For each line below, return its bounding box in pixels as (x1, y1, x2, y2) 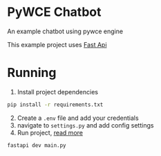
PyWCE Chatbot (7, 4, 102, 20)
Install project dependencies (17, 87, 99, 96)
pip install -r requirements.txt (7, 101, 104, 108)
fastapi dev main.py (7, 141, 67, 149)
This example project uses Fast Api (7, 40, 107, 49)
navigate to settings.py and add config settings (17, 121, 154, 129)
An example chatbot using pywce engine (7, 27, 123, 35)
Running (7, 65, 57, 80)
